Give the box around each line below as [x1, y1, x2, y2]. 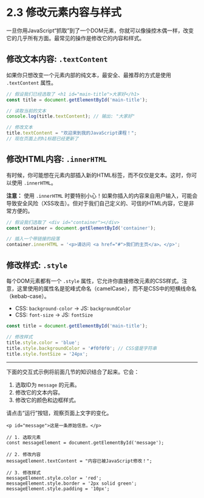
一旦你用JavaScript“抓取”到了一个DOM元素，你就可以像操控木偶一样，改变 [6, 27, 194, 34]
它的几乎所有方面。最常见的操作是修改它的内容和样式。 [6, 34, 144, 41]
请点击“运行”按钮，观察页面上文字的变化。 [6, 409, 112, 417]
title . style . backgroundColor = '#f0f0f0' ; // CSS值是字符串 [6, 345, 157, 351]
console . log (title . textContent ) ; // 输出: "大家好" [6, 113, 135, 119]
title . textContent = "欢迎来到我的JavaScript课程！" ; [6, 130, 137, 136]
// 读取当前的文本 [6, 108, 47, 114]
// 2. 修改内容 [6, 452, 41, 458]
